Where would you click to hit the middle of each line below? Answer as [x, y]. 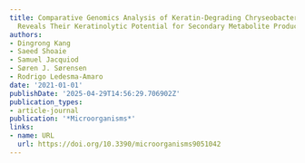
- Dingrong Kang [40, 43]
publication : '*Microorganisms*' [73, 119]
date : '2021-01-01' [46, 85]
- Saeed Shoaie [38, 52]
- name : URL [32, 136]
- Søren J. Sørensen [49, 69]
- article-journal [44, 110]
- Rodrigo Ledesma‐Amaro [56, 77]
